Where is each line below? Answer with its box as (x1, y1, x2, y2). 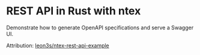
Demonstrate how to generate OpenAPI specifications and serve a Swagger (6, 24, 194, 31)
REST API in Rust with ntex (6, 4, 141, 18)
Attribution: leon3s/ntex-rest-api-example (6, 42, 109, 49)
